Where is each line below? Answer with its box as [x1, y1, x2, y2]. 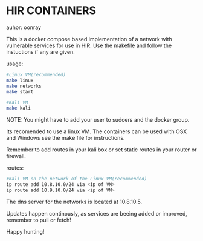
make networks [6, 83, 42, 89]
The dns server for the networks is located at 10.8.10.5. [6, 198, 143, 205]
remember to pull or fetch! [6, 216, 71, 223]
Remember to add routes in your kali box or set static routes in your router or [6, 146, 197, 153]
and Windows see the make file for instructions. [6, 134, 125, 142]
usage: [6, 60, 24, 67]
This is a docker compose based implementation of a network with [6, 35, 172, 42]
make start [6, 88, 34, 94]
